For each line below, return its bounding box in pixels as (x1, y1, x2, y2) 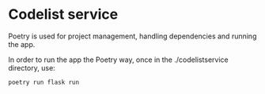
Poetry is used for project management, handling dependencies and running (8, 31, 257, 41)
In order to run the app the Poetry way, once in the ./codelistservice (8, 55, 229, 64)
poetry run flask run (8, 78, 80, 86)
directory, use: (8, 63, 55, 72)
